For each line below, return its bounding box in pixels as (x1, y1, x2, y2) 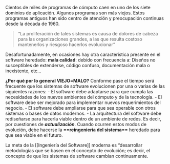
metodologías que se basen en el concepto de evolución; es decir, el (5, 148, 150, 153)
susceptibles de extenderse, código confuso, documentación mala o (5, 63, 150, 68)
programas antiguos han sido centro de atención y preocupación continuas (5, 15, 164, 21)
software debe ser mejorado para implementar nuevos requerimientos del (5, 99, 161, 106)
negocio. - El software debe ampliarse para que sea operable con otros (5, 105, 156, 111)
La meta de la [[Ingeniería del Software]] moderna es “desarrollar (5, 142, 143, 148)
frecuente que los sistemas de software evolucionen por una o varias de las (5, 83, 165, 89)
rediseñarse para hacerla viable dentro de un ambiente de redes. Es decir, (5, 116, 161, 122)
